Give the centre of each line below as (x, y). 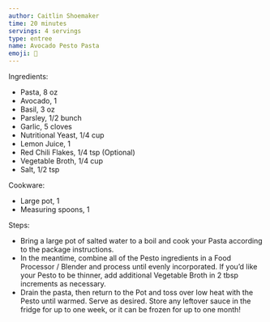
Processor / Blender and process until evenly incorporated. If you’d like (139, 267)
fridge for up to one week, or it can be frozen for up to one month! (131, 309)
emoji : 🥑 (23, 53)
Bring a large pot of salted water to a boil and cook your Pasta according (141, 241)
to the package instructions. (67, 249)
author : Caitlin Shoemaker (54, 16)
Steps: (19, 225)
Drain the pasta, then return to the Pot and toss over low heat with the (137, 292)
